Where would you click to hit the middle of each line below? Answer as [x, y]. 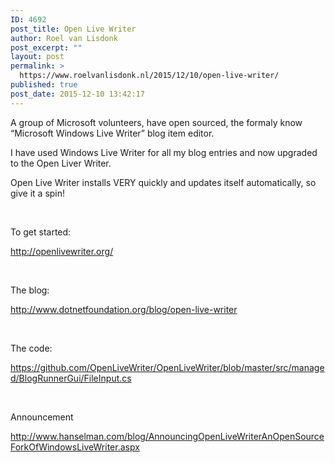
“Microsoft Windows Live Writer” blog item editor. [112, 133]
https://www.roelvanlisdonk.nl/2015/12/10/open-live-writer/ [149, 76]
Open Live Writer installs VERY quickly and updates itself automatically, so [163, 182]
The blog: [30, 290]
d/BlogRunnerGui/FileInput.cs [71, 378]
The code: [31, 348]
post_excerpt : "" [46, 47]
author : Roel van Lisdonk [64, 38]
